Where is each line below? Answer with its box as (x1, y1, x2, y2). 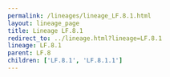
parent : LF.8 (7, 49, 51, 57)
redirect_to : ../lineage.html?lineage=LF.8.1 (7, 34, 162, 43)
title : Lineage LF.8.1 (7, 26, 83, 34)
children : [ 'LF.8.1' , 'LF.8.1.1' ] (7, 57, 123, 65)
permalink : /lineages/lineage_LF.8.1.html (7, 11, 152, 20)
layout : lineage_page (7, 19, 80, 27)
